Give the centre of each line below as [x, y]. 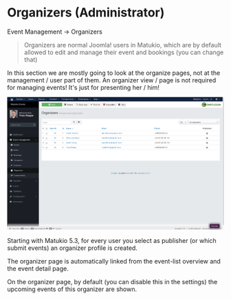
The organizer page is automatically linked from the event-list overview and [114, 261]
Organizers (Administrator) [86, 13]
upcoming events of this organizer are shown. [72, 289]
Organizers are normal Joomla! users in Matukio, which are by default [123, 45]
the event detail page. [38, 268]
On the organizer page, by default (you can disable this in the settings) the [112, 281]
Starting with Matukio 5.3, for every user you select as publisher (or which [112, 240]
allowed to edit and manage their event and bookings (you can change [124, 52]
